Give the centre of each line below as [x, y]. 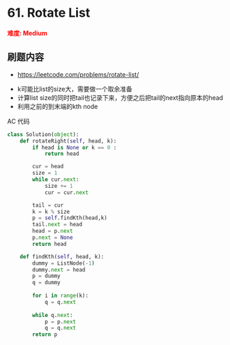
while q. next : [53, 315]
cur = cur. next [67, 192]
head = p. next [53, 231]
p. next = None [53, 237]
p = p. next [60, 322]
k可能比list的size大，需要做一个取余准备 [75, 89]
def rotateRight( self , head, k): [68, 141]
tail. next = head [57, 225]
